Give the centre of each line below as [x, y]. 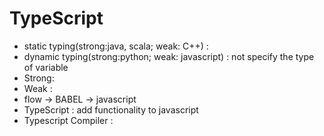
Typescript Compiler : [68, 120]
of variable [46, 67]
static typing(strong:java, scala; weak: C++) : [116, 46]
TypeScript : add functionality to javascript [111, 109]
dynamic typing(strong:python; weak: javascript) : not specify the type [169, 56]
